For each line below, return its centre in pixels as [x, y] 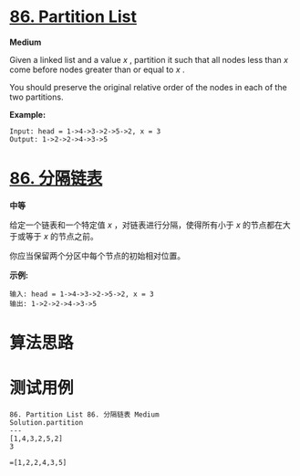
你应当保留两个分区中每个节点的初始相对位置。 [97, 255]
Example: [28, 114]
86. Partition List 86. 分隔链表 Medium [84, 415]
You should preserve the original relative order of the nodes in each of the [148, 87]
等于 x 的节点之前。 [62, 236]
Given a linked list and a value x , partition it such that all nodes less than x [149, 59]
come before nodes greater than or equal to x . [97, 69]
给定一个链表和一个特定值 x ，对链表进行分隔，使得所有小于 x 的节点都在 [146, 225]
